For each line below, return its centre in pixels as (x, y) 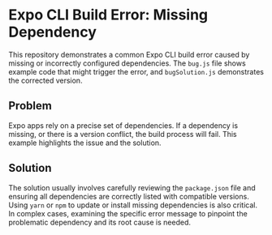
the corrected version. (45, 80)
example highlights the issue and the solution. (85, 143)
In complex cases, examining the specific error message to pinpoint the (128, 213)
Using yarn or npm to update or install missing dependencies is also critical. (133, 205)
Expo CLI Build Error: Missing (108, 15)
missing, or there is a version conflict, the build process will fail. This (123, 134)
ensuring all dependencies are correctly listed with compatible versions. (129, 196)
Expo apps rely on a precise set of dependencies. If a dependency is (123, 125)
